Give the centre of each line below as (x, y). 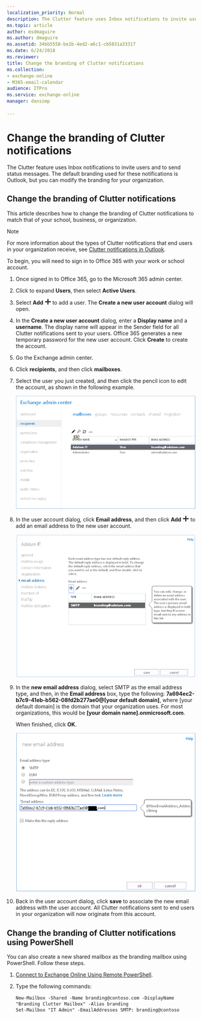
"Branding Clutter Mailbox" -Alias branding (72, 1004)
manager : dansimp (28, 101)
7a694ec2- (180, 694)
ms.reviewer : (23, 57)
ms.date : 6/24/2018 (31, 51)
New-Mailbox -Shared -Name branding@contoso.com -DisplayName (95, 998)
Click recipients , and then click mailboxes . (69, 369)
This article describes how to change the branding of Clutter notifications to (100, 213)
